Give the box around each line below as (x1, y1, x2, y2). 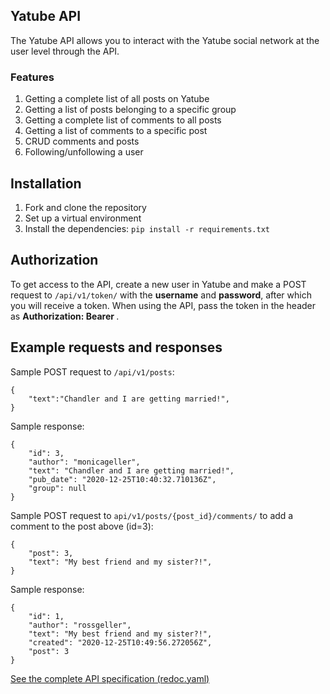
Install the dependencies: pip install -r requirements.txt (24, 222, 270, 234)
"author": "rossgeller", (28, 620, 132, 630)
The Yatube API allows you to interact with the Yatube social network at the (10, 34, 320, 46)
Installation (10, 175, 82, 192)
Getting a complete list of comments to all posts (24, 114, 222, 126)
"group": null (28, 483, 87, 493)
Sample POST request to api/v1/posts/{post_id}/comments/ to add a (10, 509, 294, 521)
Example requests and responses (10, 339, 223, 356)
